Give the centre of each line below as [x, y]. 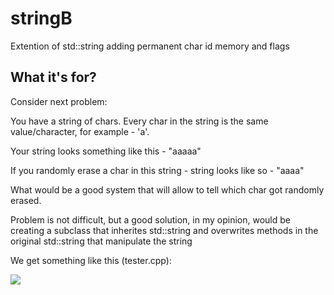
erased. [26, 200]
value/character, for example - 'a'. [80, 131]
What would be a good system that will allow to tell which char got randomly [167, 189]
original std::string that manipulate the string [101, 241]
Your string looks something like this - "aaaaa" [106, 151]
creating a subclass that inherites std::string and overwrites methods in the [164, 230]
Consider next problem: [59, 101]
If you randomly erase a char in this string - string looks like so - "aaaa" [157, 170]
